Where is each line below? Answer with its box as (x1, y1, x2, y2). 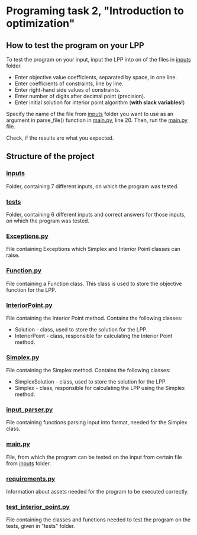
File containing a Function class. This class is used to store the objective (6, 280, 182, 287)
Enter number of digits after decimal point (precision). (14, 93, 146, 99)
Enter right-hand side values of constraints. (14, 86, 121, 93)
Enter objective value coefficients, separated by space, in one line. (14, 74, 177, 80)
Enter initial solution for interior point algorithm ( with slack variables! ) (14, 99, 185, 106)
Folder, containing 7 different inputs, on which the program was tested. (6, 182, 179, 190)
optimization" (6, 17, 75, 30)
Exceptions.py (6, 232, 49, 240)
